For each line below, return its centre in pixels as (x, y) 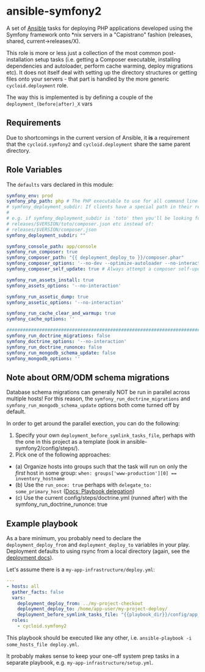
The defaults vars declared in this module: (60, 184)
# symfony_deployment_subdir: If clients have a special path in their (99, 207)
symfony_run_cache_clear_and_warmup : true (61, 313)
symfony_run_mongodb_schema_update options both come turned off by (93, 405)
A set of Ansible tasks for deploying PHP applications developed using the (100, 28)
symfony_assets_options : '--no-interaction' (64, 286)
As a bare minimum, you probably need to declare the (74, 538)
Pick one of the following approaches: (63, 455)
